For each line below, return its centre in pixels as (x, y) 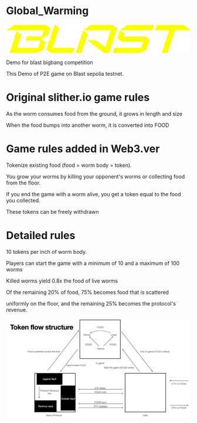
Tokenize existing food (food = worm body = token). (69, 165)
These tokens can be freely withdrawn (52, 212)
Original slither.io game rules (78, 98)
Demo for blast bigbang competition (50, 62)
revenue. (17, 310)
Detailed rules (41, 236)
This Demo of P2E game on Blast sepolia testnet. (65, 74)
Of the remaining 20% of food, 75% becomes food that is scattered (87, 292)
